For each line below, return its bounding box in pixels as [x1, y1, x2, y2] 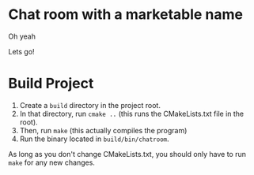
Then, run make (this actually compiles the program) [19, 125, 188, 135]
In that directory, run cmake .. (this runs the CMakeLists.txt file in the [19, 109, 245, 118]
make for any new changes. [8, 158, 95, 167]
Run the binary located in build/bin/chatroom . [19, 134, 170, 143]
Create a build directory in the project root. [19, 100, 161, 110]
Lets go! [8, 47, 35, 56]
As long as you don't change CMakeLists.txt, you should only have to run [8, 149, 247, 158]
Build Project [8, 75, 94, 92]
